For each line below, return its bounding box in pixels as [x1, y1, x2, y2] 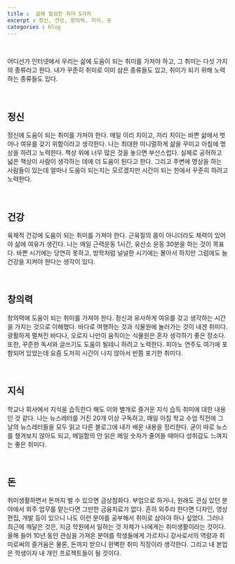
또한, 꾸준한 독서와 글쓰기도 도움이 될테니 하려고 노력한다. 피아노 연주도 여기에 [7, 340, 221, 348]
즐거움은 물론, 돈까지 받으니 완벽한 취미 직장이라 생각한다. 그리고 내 [31, 540, 215, 549]
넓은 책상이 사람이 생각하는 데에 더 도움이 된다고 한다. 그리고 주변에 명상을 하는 [7, 158, 222, 166]
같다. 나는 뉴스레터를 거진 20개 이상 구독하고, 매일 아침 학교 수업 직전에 [22, 414, 216, 422]
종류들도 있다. [20, 75, 58, 83]
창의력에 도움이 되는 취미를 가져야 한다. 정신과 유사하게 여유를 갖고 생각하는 [7, 314, 213, 322]
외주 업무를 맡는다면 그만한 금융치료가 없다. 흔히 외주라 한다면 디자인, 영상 [25, 505, 228, 513]
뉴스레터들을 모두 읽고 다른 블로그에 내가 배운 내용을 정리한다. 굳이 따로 [20, 423, 215, 431]
